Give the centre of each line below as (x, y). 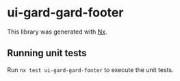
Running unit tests (47, 53)
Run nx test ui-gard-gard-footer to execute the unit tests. (90, 69)
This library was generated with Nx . (57, 32)
